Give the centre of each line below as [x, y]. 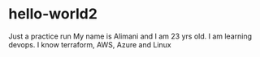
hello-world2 [53, 14]
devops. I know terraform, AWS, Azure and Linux [90, 44]
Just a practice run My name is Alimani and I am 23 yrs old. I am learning [130, 36]
